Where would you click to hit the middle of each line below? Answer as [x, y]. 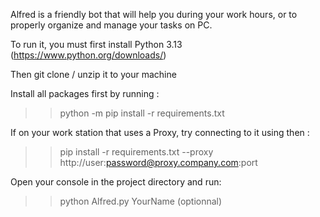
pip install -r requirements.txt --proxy [136, 152]
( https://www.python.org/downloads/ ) [88, 55]
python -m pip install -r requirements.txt [142, 113]
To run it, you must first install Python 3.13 [96, 44]
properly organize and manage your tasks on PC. [111, 25]
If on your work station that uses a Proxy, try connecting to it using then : [160, 132]
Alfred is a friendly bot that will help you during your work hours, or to [154, 14]
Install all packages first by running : [85, 93]
